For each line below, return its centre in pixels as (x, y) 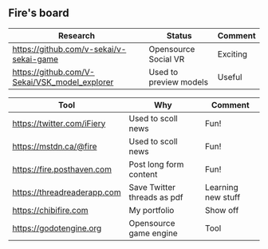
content (143, 174)
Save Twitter (152, 187)
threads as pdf (156, 197)
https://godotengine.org (57, 228)
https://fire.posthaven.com (62, 169)
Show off (222, 210)
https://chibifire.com (51, 210)
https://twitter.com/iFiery (59, 123)
